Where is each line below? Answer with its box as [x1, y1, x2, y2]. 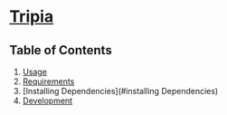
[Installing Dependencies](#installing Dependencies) [22, 86, 219, 96]
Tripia [9, 6, 54, 27]
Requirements [22, 76, 75, 87]
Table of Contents [9, 43, 113, 58]
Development [22, 95, 73, 106]
